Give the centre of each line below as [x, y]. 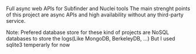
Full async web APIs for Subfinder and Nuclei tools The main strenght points [98, 9]
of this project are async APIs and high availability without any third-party [95, 15]
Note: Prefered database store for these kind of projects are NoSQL [87, 32]
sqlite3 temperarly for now [38, 45]
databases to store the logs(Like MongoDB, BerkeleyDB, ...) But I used [91, 38]
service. [16, 21]
